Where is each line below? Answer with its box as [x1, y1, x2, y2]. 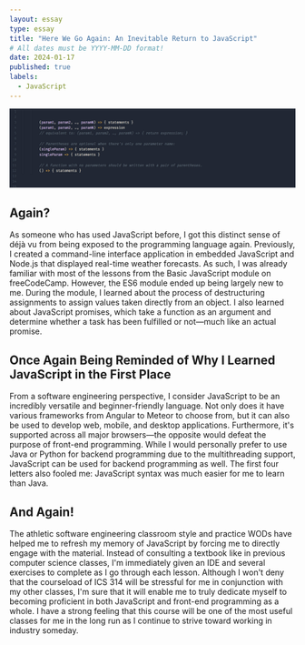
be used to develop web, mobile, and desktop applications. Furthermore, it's [9, 419, 295, 431]
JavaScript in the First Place [9, 367, 172, 382]
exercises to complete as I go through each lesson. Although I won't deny [9, 567, 284, 578]
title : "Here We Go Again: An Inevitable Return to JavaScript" [9, 34, 258, 43]
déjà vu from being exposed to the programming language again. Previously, [9, 239, 296, 250]
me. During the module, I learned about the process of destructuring [9, 287, 265, 298]
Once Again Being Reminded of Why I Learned [9, 352, 276, 368]
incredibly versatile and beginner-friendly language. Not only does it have [9, 400, 285, 411]
